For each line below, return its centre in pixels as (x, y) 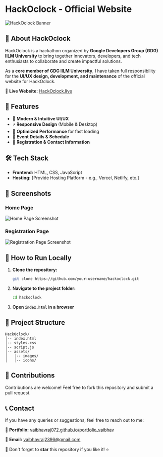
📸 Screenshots (28, 193)
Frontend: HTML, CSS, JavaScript (47, 173)
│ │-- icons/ (21, 360)
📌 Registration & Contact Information (51, 142)
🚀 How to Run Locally (38, 258)
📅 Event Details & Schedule (41, 137)
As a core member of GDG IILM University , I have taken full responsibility (81, 71)
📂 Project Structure (35, 322)
